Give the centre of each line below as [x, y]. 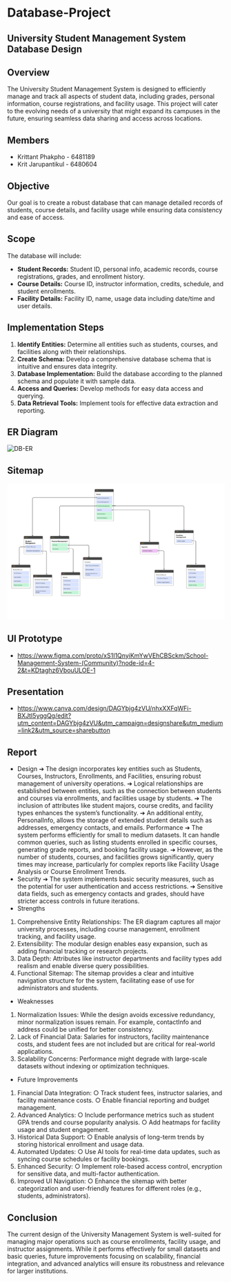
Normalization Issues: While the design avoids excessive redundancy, [116, 1015]
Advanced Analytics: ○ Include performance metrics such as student [115, 1115]
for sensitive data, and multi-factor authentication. [88, 1174]
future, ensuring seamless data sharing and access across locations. [105, 118]
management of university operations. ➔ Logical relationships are [110, 783]
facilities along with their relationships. [72, 351]
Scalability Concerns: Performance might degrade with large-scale [112, 1059]
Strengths [31, 909]
